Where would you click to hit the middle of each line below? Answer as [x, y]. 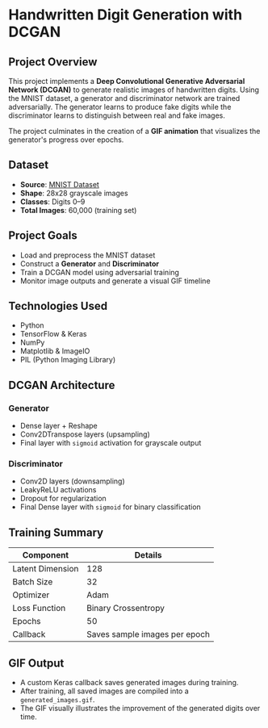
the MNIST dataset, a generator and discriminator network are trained [124, 98]
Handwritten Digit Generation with [126, 15]
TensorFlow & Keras [53, 334]
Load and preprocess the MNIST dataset [88, 255]
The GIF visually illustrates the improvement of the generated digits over [140, 709]
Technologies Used [58, 306]
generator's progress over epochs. [66, 140]
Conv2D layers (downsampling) [72, 481]
